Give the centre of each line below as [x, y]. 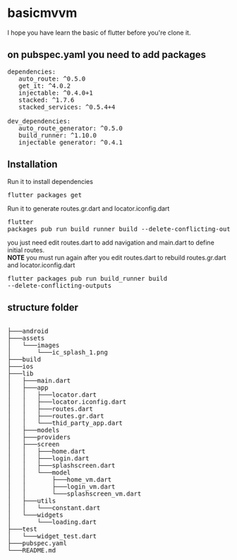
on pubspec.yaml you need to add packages [107, 55]
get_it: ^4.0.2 [45, 86]
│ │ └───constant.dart [54, 508]
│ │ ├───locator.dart [52, 395]
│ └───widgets [35, 515]
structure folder [43, 307]
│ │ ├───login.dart [48, 459]
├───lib [20, 374]
